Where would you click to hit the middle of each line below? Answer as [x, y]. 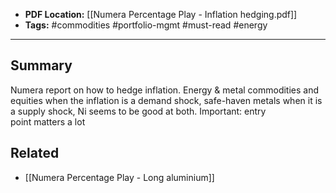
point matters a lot [48, 121]
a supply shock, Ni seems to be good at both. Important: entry [138, 111]
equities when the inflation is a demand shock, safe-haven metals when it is [166, 100]
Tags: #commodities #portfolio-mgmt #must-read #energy [146, 25]
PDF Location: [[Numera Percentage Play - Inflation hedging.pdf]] [161, 14]
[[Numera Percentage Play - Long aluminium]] [119, 177]
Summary [41, 65]
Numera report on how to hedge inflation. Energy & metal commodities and [165, 90]
